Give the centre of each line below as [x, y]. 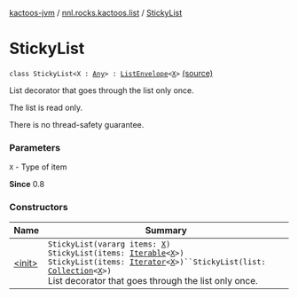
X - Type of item [38, 167]
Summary [166, 230]
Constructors [39, 208]
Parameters [35, 147]
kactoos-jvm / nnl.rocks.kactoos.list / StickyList [96, 13]
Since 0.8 [27, 184]
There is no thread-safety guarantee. [77, 124]
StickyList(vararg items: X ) [109, 244]
